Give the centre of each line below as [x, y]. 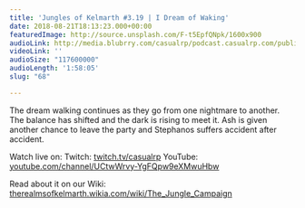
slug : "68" [30, 77]
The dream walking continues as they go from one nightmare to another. [144, 110]
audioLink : [30, 43]
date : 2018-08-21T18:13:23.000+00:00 [81, 26]
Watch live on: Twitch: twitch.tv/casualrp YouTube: [104, 156]
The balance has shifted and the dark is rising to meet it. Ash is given [138, 119]
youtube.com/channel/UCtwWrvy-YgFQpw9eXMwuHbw [114, 166]
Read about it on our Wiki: [58, 184]
